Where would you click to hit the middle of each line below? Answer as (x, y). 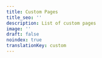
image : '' (19, 29)
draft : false (23, 34)
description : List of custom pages (51, 23)
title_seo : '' (24, 18)
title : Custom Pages (32, 12)
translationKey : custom (36, 46)
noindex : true (24, 40)
